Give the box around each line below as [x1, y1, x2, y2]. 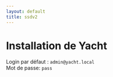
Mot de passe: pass [6, 65, 52, 72]
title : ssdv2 [6, 14, 38, 20]
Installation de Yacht [6, 39, 108, 52]
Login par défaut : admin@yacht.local [6, 58, 95, 65]
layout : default [6, 8, 45, 15]
